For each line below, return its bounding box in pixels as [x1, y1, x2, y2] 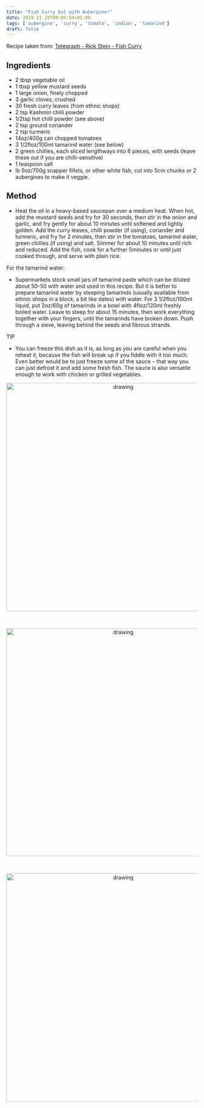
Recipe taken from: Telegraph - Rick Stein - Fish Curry [6, 43, 142, 50]
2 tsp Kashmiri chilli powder [15, 109, 85, 116]
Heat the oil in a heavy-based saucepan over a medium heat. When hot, [15, 207, 195, 214]
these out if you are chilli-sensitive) [15, 154, 103, 161]
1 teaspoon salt [15, 161, 53, 168]
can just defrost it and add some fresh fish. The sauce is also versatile [15, 364, 191, 371]
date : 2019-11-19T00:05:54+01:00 [6, 15, 91, 21]
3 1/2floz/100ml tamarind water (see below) [15, 141, 124, 148]
